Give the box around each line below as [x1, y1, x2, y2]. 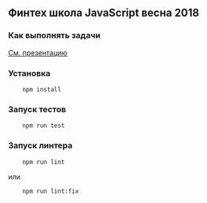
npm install [22, 85, 61, 93]
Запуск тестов [8, 103, 67, 115]
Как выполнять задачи [8, 30, 101, 41]
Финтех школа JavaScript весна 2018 [8, 6, 199, 20]
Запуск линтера [8, 140, 73, 151]
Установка [8, 67, 51, 78]
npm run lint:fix [22, 187, 79, 195]
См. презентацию [8, 47, 68, 58]
